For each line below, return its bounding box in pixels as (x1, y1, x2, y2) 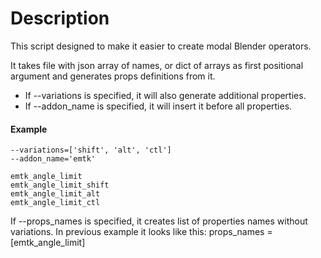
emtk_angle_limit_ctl (10, 198, 101, 208)
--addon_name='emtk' (10, 154, 97, 164)
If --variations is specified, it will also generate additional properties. (24, 89, 307, 101)
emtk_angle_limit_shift (10, 180, 110, 191)
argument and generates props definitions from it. (10, 70, 216, 82)
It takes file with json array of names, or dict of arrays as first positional (10, 59, 304, 71)
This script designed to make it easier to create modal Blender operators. (10, 40, 312, 52)
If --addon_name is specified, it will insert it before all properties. (24, 100, 293, 112)
